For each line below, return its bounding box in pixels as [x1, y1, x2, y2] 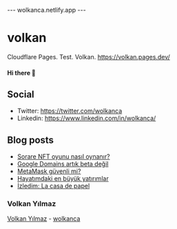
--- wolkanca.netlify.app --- [7, 6, 86, 14]
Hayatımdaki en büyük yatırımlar [17, 175, 109, 183]
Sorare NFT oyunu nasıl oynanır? [17, 152, 110, 161]
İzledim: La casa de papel [17, 182, 90, 190]
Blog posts [7, 134, 54, 146]
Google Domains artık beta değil [17, 160, 109, 168]
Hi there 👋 [7, 68, 36, 77]
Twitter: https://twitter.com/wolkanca [17, 107, 123, 115]
